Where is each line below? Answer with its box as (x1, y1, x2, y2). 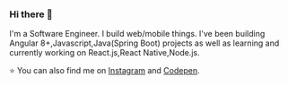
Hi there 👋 (9, 8, 54, 21)
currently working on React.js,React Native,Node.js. (9, 47, 200, 58)
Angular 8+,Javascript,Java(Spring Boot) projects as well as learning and (9, 38, 280, 48)
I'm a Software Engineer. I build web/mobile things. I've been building (9, 29, 266, 39)
